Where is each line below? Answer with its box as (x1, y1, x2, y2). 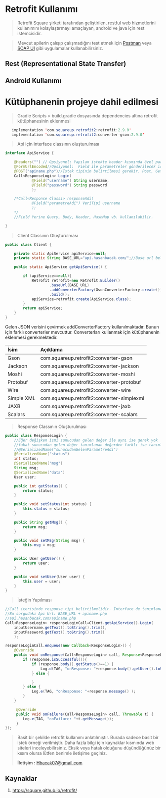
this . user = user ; (23, 579, 61, 584)
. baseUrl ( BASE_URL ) (49, 282, 90, 288)
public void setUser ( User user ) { (14, 574, 85, 579)
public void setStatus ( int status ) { (14, 502, 92, 507)
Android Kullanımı (5, 76, 62, 85)
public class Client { (5, 242, 52, 247)
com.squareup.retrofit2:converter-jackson (40, 363, 139, 370)
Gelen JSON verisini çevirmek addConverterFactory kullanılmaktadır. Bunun (5, 323, 159, 330)
